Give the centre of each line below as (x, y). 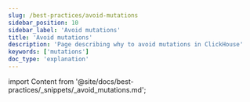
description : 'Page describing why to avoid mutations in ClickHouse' (126, 45)
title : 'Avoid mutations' (50, 37)
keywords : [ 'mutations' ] (49, 52)
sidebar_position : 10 (43, 23)
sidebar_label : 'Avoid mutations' (65, 30)
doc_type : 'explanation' (49, 60)
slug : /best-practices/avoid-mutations (73, 15)
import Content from (41, 81)
